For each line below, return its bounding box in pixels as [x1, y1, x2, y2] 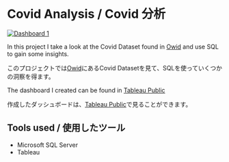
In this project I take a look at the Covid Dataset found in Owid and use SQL [7, 42, 219, 51]
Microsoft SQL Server [16, 141, 79, 149]
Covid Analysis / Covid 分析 [7, 6, 166, 22]
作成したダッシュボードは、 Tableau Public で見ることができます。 [7, 100, 192, 108]
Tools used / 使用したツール [7, 122, 126, 134]
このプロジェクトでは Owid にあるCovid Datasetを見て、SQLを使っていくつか [7, 64, 223, 72]
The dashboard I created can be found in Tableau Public [7, 86, 165, 94]
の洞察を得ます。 [7, 72, 55, 81]
